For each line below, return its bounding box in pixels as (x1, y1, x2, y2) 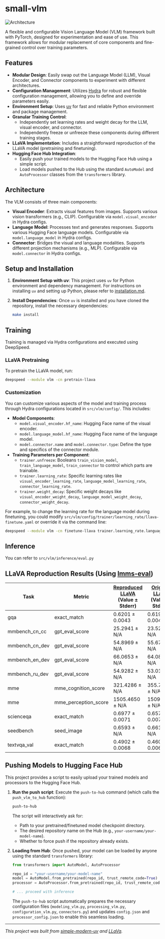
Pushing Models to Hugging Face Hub (5, 761, 123, 769)
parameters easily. (12, 98, 50, 104)
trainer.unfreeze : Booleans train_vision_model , (19, 457, 119, 463)
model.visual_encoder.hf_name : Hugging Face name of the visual (19, 420, 151, 426)
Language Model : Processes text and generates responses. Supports (12, 224, 154, 230)
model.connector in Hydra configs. (12, 250, 82, 256)
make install (12, 313, 39, 317)
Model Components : (12, 415, 55, 421)
